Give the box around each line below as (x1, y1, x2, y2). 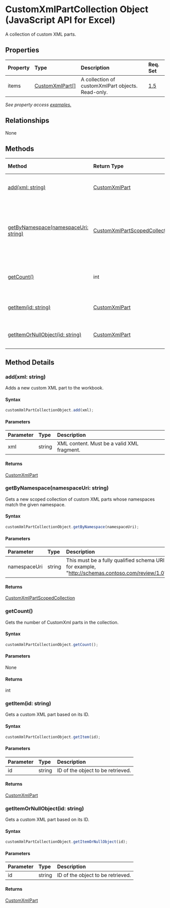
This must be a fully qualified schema (66, 557, 155, 564)
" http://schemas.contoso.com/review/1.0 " (66, 570, 167, 577)
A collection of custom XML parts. (5, 31, 76, 37)
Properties (5, 46, 39, 54)
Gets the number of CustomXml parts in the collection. (5, 619, 119, 625)
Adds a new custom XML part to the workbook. (5, 385, 104, 391)
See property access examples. (5, 102, 72, 108)
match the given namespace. (5, 501, 66, 507)
